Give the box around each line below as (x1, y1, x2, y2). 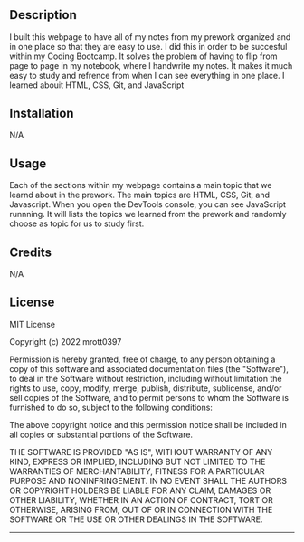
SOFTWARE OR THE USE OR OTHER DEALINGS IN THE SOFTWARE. (9, 514, 263, 525)
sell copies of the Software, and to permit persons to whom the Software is (9, 392, 290, 403)
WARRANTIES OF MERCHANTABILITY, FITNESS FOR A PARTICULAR (9, 465, 265, 477)
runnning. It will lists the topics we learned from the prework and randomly (9, 209, 287, 220)
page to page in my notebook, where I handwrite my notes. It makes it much (9, 60, 293, 71)
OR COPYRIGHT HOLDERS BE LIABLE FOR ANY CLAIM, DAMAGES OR (9, 485, 271, 496)
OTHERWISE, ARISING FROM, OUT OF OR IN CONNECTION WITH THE (9, 504, 273, 515)
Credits (9, 244, 52, 260)
